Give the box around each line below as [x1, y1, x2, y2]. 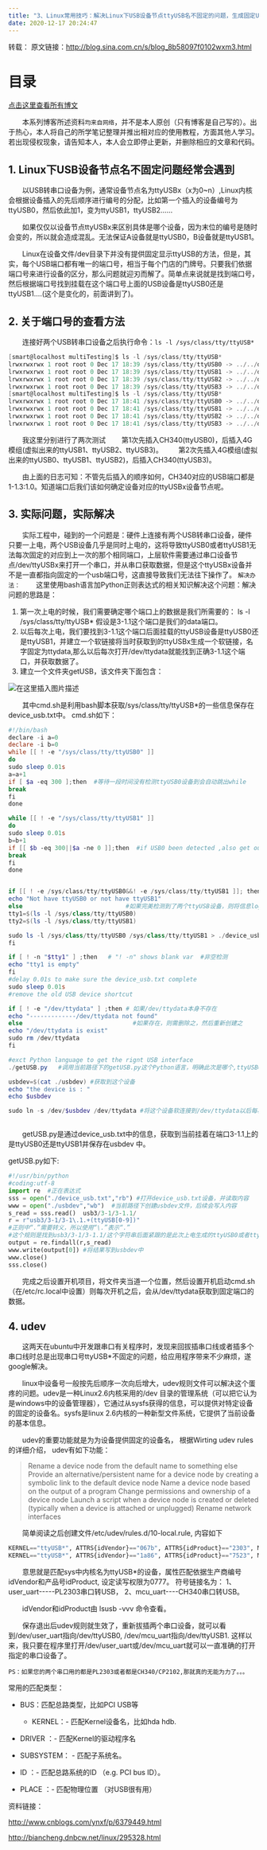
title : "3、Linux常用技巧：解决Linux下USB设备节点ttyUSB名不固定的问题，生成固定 [8, 11, 256, 20]
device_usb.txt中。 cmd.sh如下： [8, 710, 118, 720]
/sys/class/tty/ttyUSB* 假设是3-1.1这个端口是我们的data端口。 [19, 616, 222, 626]
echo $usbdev [8, 1092, 52, 1101]
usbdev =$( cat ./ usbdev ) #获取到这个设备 [8, 1078, 136, 1086]
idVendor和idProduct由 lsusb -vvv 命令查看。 [22, 1604, 171, 1614]
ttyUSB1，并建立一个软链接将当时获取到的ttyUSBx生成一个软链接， [26, 636, 246, 646]
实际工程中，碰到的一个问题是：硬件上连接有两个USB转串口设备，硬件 [22, 530, 253, 540]
